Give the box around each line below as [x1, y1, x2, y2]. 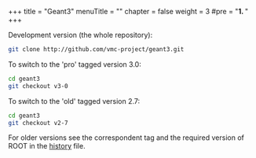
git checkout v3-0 [8, 82, 68, 90]
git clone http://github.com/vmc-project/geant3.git [8, 46, 185, 53]
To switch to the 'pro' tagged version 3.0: [8, 59, 141, 69]
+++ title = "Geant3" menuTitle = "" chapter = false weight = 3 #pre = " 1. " [8, 7, 249, 16]
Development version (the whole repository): [8, 31, 153, 39]
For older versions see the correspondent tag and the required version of [8, 133, 245, 142]
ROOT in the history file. [8, 141, 86, 151]
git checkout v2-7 [8, 119, 68, 127]
